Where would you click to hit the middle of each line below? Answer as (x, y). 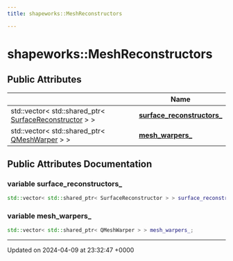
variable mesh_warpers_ (49, 216)
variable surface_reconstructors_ (65, 183)
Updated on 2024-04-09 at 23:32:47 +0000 (71, 250)
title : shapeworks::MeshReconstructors (65, 14)
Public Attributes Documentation (80, 164)
